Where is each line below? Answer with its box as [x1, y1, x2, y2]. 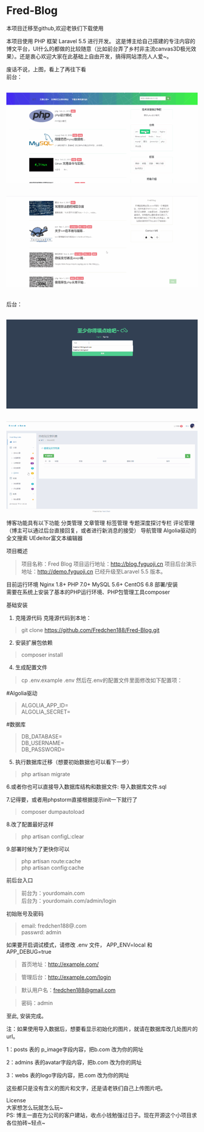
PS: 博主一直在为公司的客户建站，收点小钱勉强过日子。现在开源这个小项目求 [6, 1111, 197, 1119]
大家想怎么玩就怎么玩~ [6, 1104, 64, 1111]
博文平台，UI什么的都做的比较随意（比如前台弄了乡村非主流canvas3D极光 [6, 45, 191, 52]
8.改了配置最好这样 [6, 821, 54, 828]
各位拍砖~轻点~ [6, 1119, 46, 1127]
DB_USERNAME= [21, 740, 65, 747]
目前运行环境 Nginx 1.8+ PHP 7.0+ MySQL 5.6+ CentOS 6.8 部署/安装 [6, 581, 178, 588]
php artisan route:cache [21, 858, 81, 865]
